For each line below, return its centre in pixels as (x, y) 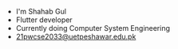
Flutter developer (44, 20)
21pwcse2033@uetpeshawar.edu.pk (76, 36)
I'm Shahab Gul (41, 11)
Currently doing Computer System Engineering (93, 28)
